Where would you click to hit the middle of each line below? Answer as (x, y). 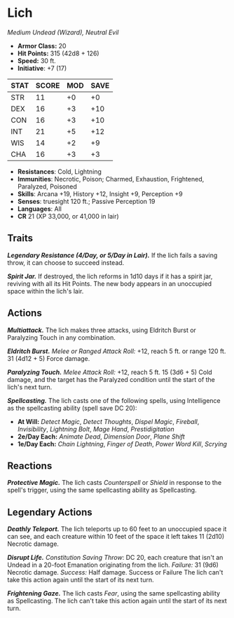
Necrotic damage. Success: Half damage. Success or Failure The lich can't (115, 572)
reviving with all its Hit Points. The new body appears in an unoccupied (110, 283)
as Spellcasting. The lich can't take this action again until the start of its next (117, 601)
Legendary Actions (50, 512)
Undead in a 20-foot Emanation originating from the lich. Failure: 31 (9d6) (113, 565)
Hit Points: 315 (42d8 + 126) (58, 53)
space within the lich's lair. (46, 291)
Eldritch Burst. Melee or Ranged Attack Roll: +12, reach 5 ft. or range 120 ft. (117, 351)
